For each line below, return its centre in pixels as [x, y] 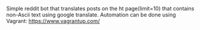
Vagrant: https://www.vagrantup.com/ [53, 21]
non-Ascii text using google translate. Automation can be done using [91, 15]
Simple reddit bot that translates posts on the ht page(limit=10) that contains [100, 9]
